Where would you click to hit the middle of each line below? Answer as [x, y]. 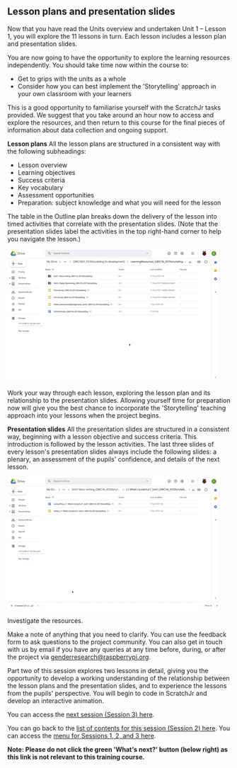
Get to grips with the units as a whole [71, 79]
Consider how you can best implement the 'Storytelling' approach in [117, 86]
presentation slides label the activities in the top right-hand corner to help [114, 231]
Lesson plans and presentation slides [91, 12]
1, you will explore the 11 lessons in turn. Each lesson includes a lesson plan [117, 36]
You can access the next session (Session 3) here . [81, 714]
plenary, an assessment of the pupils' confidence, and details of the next [114, 459]
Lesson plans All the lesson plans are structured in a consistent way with [114, 144]
